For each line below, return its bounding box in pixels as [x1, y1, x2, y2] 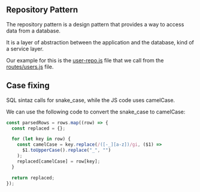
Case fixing [6, 80, 50, 91]
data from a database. [6, 27, 61, 34]
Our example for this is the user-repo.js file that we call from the [6, 56, 164, 64]
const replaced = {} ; [11, 125, 66, 131]
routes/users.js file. [6, 63, 54, 70]
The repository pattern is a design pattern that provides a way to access [6, 20, 184, 28]
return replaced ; [11, 175, 55, 181]
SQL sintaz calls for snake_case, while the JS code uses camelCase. [6, 96, 175, 104]
